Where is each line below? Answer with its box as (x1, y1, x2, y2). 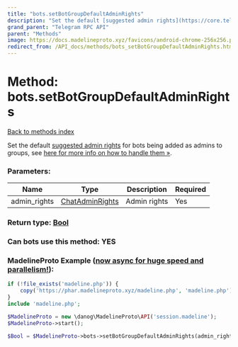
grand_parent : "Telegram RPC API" (7, 23, 110, 30)
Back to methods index (7, 127, 74, 135)
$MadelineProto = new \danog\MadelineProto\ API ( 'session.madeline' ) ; (7, 313, 217, 320)
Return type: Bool (7, 217, 69, 227)
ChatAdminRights (60, 196, 119, 206)
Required (174, 185, 207, 195)
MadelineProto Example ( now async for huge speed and (7, 256, 204, 266)
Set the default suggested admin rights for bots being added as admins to (7, 141, 223, 149)
